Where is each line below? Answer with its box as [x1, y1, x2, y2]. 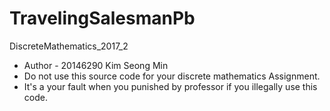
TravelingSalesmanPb [9, 7, 196, 30]
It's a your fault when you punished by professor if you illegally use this [23, 80, 318, 92]
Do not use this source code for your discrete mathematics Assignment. [23, 70, 321, 82]
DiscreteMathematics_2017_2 [9, 40, 129, 52]
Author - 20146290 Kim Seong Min [23, 59, 169, 71]
